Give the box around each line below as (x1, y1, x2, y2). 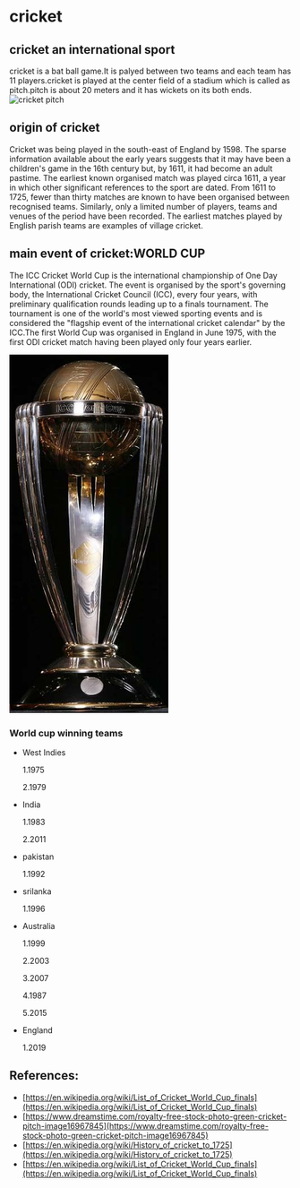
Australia (21, 920, 56, 931)
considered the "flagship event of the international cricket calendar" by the (9, 317, 286, 328)
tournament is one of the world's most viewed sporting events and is (9, 307, 262, 319)
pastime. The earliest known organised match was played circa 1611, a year (9, 172, 287, 183)
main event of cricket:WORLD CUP (9, 246, 206, 262)
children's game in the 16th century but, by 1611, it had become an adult (9, 163, 273, 174)
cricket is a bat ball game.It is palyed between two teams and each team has (9, 65, 292, 76)
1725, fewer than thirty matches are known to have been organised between (9, 191, 290, 202)
